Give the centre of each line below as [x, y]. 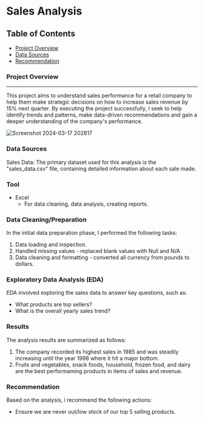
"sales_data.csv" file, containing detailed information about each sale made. [101, 169]
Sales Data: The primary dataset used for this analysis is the [81, 162]
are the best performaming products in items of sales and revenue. [99, 371]
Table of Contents [41, 34]
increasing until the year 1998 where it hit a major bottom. [87, 358]
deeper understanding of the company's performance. [74, 121]
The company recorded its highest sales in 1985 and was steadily [97, 352]
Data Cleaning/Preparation [46, 220]
